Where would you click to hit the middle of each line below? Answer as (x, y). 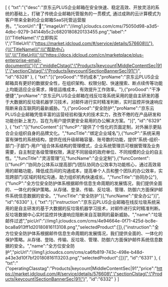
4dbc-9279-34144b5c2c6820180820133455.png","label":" (66, 32)
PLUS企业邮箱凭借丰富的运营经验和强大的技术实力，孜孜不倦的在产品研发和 (83, 114)
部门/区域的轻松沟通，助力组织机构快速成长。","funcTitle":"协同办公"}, (86, 177)
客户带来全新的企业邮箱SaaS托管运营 (43, 20)
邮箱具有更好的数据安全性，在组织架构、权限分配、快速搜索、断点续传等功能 (84, 83)
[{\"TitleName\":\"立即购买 (32, 38)
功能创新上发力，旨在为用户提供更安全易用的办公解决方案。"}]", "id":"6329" (83, 121)
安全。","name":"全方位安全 (42, 246)
